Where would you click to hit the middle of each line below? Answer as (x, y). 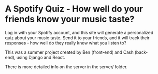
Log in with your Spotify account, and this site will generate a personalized (79, 32)
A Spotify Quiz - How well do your (74, 9)
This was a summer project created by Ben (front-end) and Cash (69, 52)
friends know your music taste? (70, 19)
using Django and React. (41, 57)
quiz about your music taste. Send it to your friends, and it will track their (77, 38)
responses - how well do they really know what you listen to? (66, 43)
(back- (141, 52)
